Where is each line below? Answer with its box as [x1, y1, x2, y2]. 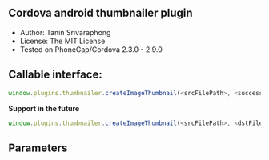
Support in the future [8, 103, 80, 113]
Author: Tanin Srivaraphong [19, 27, 111, 37]
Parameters [8, 141, 68, 154]
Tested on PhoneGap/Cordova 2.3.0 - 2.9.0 [19, 44, 163, 54]
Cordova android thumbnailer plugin [8, 6, 194, 20]
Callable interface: [8, 68, 102, 82]
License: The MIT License [19, 36, 106, 46]
